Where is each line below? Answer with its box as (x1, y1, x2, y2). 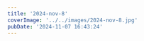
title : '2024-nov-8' (7, 10, 69, 17)
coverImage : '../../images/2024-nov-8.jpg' (7, 17, 138, 24)
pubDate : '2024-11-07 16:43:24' (7, 23, 103, 30)
